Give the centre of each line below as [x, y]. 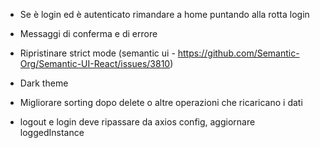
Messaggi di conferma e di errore [88, 33]
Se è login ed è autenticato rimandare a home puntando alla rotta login [164, 14]
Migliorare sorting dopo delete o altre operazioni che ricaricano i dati [161, 102]
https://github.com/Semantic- [238, 53]
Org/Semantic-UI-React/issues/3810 [95, 63]
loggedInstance [52, 132]
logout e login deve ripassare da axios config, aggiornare [137, 122]
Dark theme [44, 83]
